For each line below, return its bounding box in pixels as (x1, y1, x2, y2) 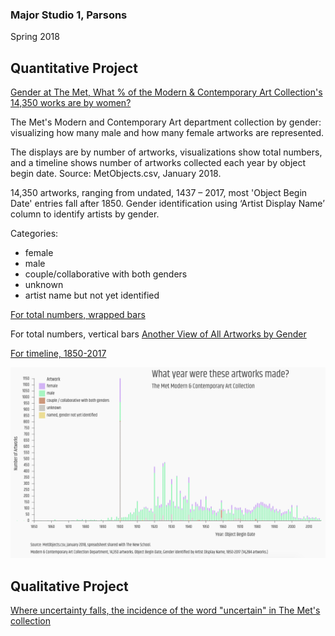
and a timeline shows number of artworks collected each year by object (10, 157, 307, 169)
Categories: (10, 228, 59, 240)
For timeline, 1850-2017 (10, 348, 107, 360)
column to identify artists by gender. (10, 208, 160, 220)
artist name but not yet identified (24, 289, 160, 302)
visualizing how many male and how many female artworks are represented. (10, 127, 325, 139)
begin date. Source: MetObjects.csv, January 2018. (10, 168, 222, 180)
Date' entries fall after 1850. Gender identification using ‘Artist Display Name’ (10, 198, 325, 210)
